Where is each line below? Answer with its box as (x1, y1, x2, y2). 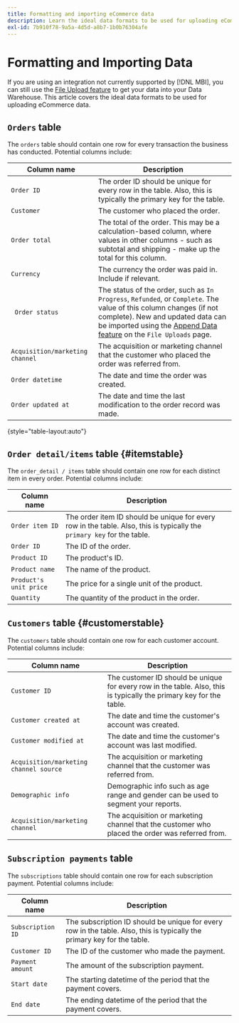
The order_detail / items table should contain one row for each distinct (7, 466, 221, 475)
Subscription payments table (7, 852, 134, 865)
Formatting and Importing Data (7, 54, 193, 70)
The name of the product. (65, 564, 151, 574)
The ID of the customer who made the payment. (65, 946, 225, 956)
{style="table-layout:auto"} (7, 427, 87, 436)
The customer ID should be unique (107, 672, 223, 682)
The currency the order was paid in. (98, 265, 218, 275)
